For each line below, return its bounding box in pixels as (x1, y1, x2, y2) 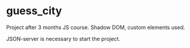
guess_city (6, 4, 62, 18)
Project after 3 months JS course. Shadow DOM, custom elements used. (6, 24, 185, 31)
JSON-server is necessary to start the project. (6, 35, 120, 42)
